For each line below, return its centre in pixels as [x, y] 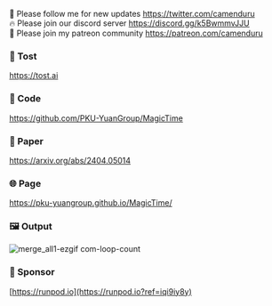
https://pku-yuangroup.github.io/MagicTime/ [91, 203]
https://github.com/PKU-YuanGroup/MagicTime [96, 118]
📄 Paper [27, 141]
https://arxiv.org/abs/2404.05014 [70, 160]
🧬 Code [25, 99]
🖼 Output [31, 227]
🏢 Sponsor [32, 272]
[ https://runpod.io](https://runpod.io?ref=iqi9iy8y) [101, 291]
